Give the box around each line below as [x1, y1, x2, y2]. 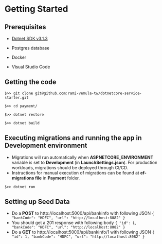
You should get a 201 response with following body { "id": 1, [11, 220, 137, 226]
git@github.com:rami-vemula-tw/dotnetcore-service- [35, 91, 142, 96]
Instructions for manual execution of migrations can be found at [11, 170, 140, 175]
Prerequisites [4, 23, 46, 31]
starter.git [4, 95, 29, 100]
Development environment [4, 141, 88, 150]
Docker [11, 54, 27, 60]
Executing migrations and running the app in [4, 134, 142, 142]
